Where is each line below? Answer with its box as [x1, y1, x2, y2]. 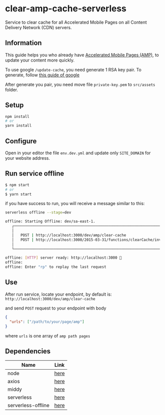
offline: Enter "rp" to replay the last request [5, 265, 107, 270]
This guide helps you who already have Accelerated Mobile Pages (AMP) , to [5, 52, 159, 58]
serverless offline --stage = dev [5, 210, 71, 215]
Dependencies [5, 347, 51, 355]
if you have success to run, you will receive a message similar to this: [5, 201, 145, 207]
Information [5, 39, 42, 47]
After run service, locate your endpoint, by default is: [5, 291, 112, 297]
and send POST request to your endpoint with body [5, 305, 107, 311]
